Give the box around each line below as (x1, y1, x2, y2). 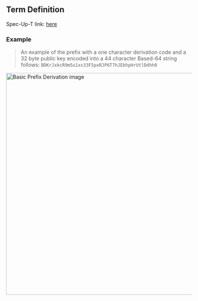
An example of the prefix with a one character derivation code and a (20, 48, 187, 56)
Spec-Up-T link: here (6, 20, 57, 27)
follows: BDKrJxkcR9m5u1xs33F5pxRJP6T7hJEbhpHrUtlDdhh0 (20, 62, 157, 69)
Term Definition (6, 5, 65, 15)
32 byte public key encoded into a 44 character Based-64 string (20, 55, 177, 62)
